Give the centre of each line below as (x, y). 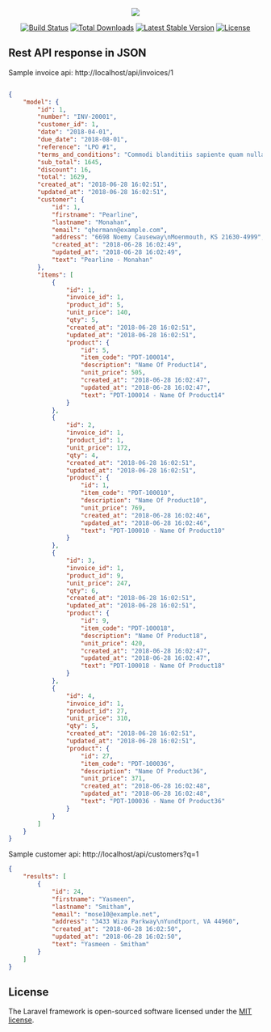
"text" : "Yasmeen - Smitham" (100, 945)
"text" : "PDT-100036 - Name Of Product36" (153, 801)
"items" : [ (56, 275)
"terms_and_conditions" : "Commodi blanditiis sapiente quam (140, 154)
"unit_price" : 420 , (113, 643)
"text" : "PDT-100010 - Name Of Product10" (153, 531)
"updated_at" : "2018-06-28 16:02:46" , (146, 523)
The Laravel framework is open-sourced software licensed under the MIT (130, 1012)
